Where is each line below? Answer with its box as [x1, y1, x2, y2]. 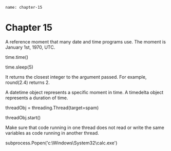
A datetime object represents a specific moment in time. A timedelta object [5, 89, 164, 95]
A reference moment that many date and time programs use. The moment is [5, 38, 166, 45]
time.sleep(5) [5, 64, 33, 70]
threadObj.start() [5, 114, 41, 120]
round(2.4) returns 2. [5, 79, 50, 85]
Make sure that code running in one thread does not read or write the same [5, 124, 164, 131]
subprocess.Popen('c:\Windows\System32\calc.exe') [5, 140, 118, 146]
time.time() [5, 54, 29, 60]
